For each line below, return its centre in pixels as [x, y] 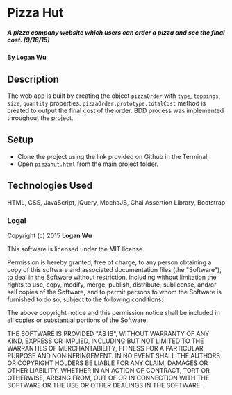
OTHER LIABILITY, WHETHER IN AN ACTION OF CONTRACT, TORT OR [108, 370]
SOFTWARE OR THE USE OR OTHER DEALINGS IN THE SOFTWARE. [105, 385]
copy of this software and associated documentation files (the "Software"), [115, 269]
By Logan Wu [27, 58]
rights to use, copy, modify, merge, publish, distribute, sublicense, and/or [112, 284]
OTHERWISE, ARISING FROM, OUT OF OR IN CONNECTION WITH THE [108, 378]
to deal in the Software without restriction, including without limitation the [112, 277]
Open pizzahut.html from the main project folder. [88, 164]
